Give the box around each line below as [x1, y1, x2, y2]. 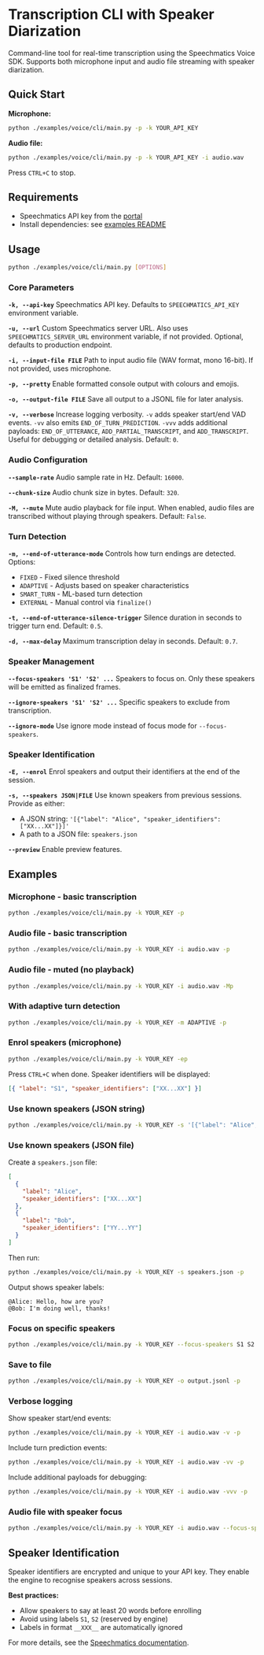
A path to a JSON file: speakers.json [19, 829, 137, 839]
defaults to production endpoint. [8, 340, 112, 350]
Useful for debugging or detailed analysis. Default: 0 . [8, 435, 179, 444]
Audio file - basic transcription [8, 927, 127, 939]
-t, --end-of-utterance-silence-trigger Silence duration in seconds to [8, 613, 242, 622]
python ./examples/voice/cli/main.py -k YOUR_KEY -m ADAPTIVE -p [8, 1018, 226, 1027]
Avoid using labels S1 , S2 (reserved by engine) [19, 1614, 169, 1624]
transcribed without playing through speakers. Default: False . [8, 511, 207, 520]
